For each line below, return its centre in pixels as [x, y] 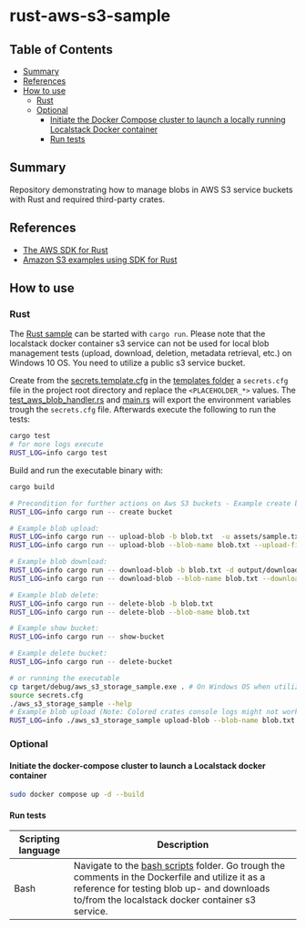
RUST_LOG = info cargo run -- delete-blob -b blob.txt [112, 603]
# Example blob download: [58, 562]
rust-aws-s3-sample [90, 16]
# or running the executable [65, 678]
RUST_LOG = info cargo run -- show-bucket [87, 637]
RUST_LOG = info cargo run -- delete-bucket [91, 662]
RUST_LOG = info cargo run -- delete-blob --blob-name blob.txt [130, 612]
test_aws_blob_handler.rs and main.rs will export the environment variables [150, 400]
